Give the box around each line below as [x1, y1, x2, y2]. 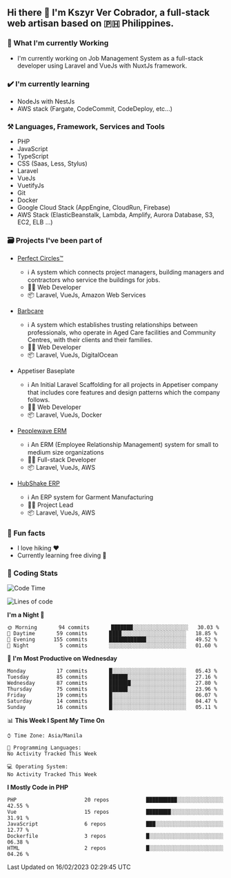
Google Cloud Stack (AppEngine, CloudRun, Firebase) [17, 203, 171, 212]
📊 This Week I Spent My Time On [7, 717, 105, 725]
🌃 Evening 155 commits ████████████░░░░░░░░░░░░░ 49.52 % [7, 636, 217, 643]
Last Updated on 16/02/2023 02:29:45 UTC [7, 863, 131, 871]
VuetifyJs [17, 181, 45, 190]
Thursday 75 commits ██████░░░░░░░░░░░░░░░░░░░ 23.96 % [7, 686, 217, 693]
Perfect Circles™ [17, 254, 63, 262]
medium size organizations [27, 448, 105, 456]
